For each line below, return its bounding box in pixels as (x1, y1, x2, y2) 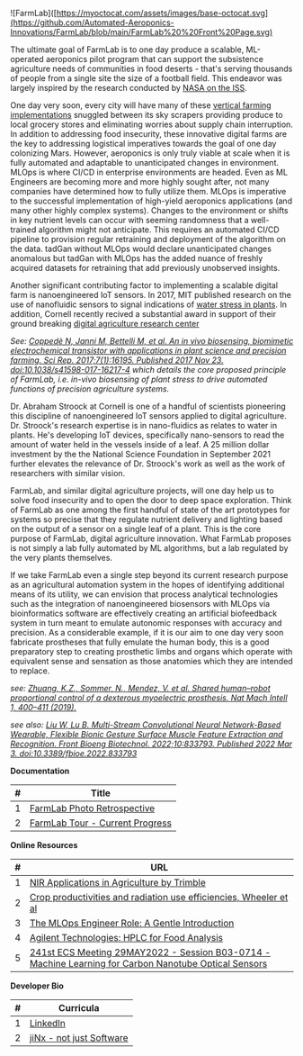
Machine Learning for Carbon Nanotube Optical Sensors (29, 958, 268, 970)
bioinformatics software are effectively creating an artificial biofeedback (10, 608, 278, 618)
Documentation (10, 765, 70, 776)
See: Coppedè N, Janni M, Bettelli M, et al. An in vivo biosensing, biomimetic (10, 336, 294, 346)
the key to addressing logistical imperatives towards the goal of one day (10, 139, 277, 149)
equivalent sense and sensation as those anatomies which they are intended (10, 656, 293, 666)
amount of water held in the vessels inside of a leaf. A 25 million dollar (10, 439, 270, 449)
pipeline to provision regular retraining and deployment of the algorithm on (10, 234, 287, 244)
